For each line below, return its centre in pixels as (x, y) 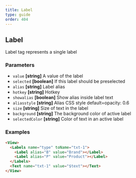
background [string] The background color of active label (72, 114)
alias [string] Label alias (39, 87)
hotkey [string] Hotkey (36, 92)
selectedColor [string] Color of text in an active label (68, 119)
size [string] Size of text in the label (50, 108)
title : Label (19, 10)
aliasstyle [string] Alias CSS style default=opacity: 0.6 (71, 103)
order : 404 (17, 19)
